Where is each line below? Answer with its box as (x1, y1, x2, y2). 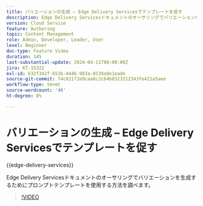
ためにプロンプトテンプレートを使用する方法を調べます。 (11, 181, 154, 189)
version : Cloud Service (6, 20, 66, 26)
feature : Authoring (6, 25, 56, 32)
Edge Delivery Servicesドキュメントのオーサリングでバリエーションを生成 (6, 173, 192, 181)
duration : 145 (6, 54, 42, 60)
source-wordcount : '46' (6, 87, 66, 93)
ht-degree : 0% (6, 93, 42, 99)
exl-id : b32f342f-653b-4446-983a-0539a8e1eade (6, 70, 126, 76)
